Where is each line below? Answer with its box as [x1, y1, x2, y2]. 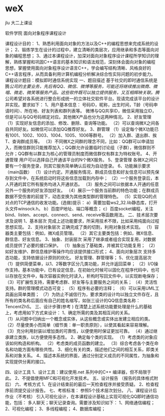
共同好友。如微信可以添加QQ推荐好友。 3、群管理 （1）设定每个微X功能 [9, 126, 155, 132]
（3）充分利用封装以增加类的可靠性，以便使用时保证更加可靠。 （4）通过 [5, 328, 153, 334]
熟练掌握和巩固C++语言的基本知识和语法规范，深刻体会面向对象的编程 [13, 59, 156, 65]
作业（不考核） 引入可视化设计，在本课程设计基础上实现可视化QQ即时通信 [5, 393, 155, 399]
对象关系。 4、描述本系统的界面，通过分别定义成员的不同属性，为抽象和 [13, 352, 159, 358]
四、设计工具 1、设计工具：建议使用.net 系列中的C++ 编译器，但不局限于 [5, 369, 152, 375]
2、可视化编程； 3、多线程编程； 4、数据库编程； [5, 406, 106, 412]
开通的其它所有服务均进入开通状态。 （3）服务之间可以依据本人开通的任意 [9, 181, 159, 187]
